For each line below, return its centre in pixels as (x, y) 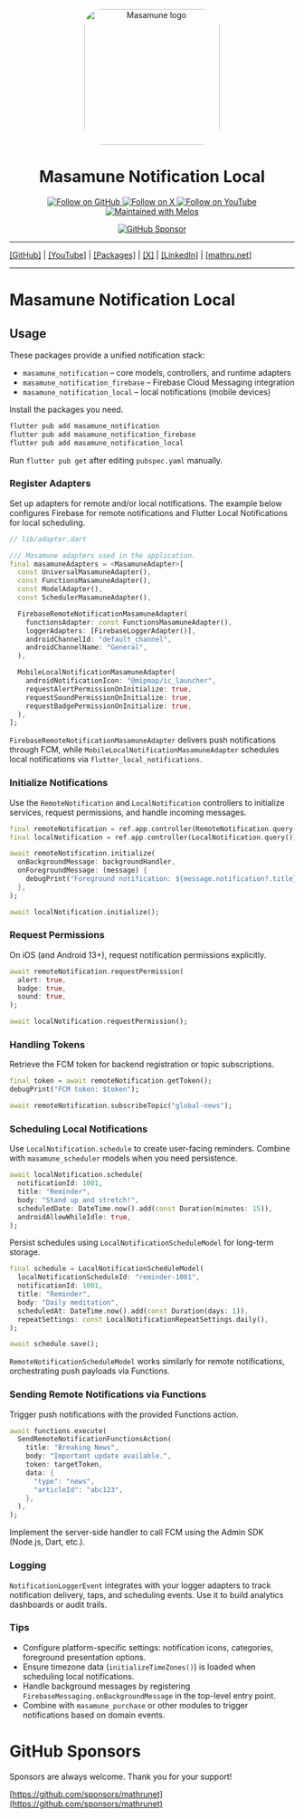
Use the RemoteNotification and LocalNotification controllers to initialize (147, 802)
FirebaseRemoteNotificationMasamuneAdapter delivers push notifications (143, 740)
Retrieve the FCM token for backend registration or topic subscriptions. (142, 1065)
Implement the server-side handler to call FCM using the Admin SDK (137, 1532)
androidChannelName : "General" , (86, 647)
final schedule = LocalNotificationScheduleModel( (107, 1269)
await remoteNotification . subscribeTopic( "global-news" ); (121, 1106)
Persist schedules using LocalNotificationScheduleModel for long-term (142, 1243)
